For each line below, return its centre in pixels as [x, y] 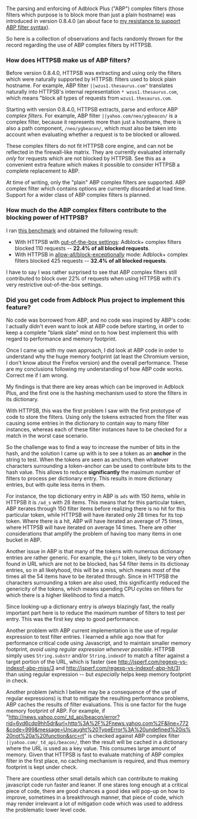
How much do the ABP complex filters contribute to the [86, 210]
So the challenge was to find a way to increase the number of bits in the [93, 447]
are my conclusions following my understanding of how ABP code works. [95, 369]
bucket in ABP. [24, 540]
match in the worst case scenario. [47, 435]
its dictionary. [23, 399]
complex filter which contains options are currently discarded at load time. [96, 189]
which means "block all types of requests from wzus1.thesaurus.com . [89, 98]
